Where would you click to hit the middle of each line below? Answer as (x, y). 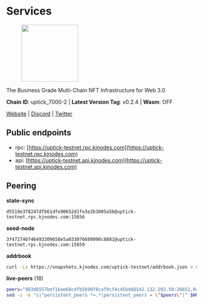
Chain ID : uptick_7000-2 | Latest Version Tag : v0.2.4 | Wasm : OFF (90, 102)
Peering (21, 186)
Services (29, 11)
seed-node (21, 228)
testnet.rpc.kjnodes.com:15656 (46, 217)
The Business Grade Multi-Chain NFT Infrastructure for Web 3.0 (86, 90)
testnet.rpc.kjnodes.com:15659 (46, 245)
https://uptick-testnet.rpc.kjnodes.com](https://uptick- (96, 147)
